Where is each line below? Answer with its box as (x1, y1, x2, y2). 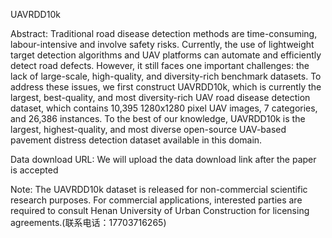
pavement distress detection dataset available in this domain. (10, 134, 263, 146)
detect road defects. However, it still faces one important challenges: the (10, 60, 310, 71)
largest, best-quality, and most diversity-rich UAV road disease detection (10, 92, 311, 103)
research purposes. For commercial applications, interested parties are (10, 194, 303, 206)
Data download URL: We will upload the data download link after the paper (10, 154, 317, 165)
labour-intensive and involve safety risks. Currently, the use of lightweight (10, 39, 315, 50)
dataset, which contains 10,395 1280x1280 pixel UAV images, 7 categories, (10, 102, 318, 114)
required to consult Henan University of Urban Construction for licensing (10, 205, 310, 216)
